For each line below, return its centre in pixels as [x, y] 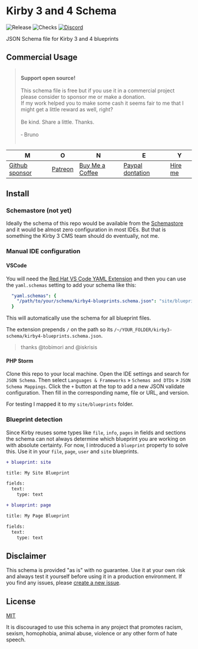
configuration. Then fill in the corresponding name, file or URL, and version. [98, 393]
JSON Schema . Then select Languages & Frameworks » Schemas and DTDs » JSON [98, 380]
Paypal [133, 165]
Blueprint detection [34, 419]
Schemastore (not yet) [39, 211]
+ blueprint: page [29, 505]
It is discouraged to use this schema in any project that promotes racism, [95, 627]
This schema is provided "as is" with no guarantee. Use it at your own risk [96, 570]
